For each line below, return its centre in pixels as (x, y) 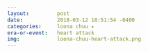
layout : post (39, 13)
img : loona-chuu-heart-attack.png (74, 39)
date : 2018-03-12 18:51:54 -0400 (71, 20)
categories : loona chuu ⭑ (51, 26)
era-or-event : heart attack (51, 33)
